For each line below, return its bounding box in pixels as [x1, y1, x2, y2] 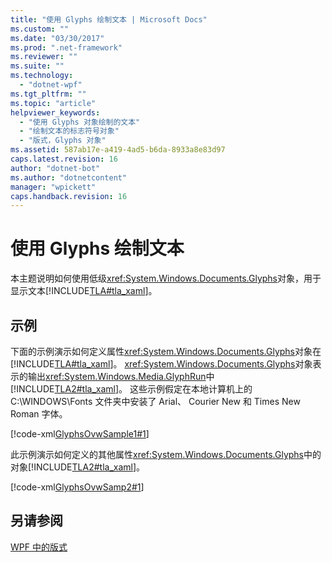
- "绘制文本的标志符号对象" [19, 126, 120, 136]
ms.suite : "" [10, 61, 65, 71]
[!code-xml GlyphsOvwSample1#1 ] [10, 428, 150, 440]
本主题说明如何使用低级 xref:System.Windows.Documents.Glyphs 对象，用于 [10, 272, 322, 285]
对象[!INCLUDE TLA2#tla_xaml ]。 [10, 461, 146, 473]
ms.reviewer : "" [10, 52, 78, 62]
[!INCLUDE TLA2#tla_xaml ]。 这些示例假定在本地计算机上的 [10, 383, 253, 395]
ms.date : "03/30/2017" [10, 33, 105, 43]
